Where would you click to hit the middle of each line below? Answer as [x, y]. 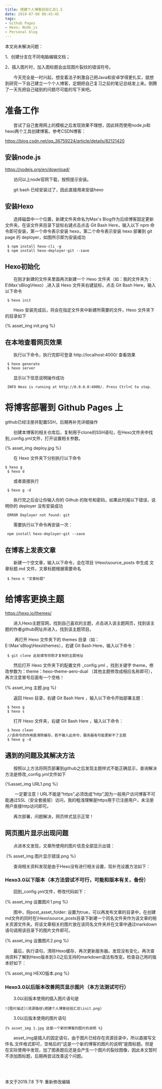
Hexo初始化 [22, 266]
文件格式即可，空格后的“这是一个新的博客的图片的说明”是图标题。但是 [84, 1044]
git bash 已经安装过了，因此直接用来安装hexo [59, 189]
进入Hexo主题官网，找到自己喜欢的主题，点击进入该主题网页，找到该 [82, 623]
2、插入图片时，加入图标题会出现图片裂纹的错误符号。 [59, 67]
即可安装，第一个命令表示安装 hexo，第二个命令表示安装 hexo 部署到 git [81, 231]
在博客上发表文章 [30, 550]
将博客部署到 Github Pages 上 [64, 408]
